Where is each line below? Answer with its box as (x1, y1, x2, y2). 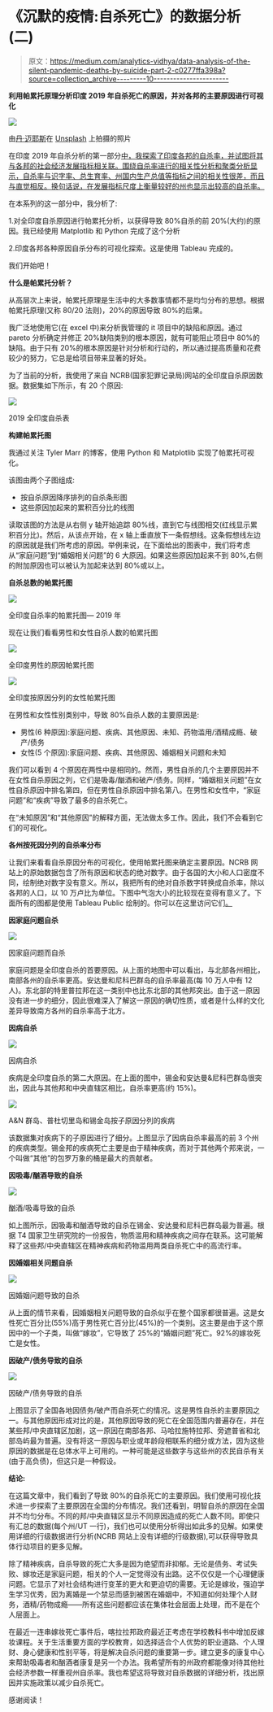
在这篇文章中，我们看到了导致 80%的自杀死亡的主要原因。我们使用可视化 (8, 1490, 254, 1501)
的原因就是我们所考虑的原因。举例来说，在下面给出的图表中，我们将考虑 (8, 540, 250, 550)
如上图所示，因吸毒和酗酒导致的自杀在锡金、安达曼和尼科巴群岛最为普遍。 (8, 1220, 258, 1230)
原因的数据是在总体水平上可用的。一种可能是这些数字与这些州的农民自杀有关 (8, 1445, 265, 1456)
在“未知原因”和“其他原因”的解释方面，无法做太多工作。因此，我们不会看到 (8, 812, 256, 822)
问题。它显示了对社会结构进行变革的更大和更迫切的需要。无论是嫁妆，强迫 (8, 1579, 258, 1588)
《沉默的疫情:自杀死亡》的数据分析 (8, 7, 241, 26)
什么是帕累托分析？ (8, 277, 73, 287)
